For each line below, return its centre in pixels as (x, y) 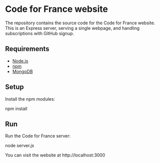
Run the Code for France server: (38, 136)
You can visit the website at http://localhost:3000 (55, 155)
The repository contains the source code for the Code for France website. (80, 23)
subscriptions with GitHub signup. (40, 33)
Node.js (20, 61)
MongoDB (22, 71)
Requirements (27, 49)
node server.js (20, 146)
